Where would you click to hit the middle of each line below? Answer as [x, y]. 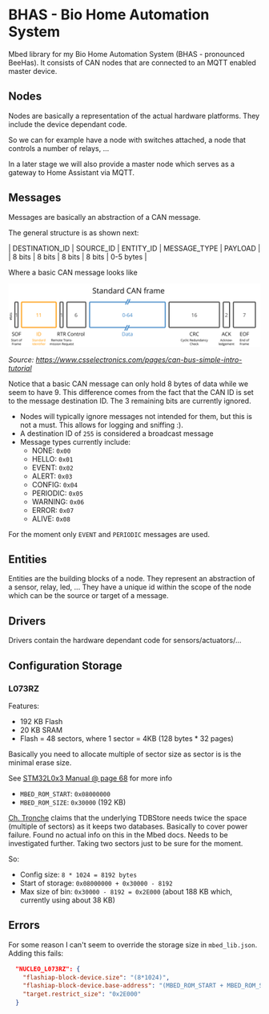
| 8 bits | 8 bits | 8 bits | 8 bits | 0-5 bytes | [78, 257]
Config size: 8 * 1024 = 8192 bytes [78, 874]
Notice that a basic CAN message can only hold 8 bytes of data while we [128, 384]
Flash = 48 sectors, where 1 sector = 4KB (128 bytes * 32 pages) [126, 738]
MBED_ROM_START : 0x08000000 [65, 793]
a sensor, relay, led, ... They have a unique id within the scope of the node [130, 587]
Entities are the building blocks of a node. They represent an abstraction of [132, 579]
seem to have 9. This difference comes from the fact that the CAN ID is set [131, 392]
